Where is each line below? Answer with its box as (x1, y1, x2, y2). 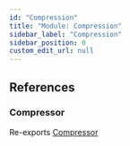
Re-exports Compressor (9, 126, 99, 137)
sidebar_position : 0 (9, 38, 87, 47)
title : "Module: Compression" (9, 21, 123, 30)
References (9, 80, 75, 95)
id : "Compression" (9, 13, 78, 22)
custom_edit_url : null (9, 47, 94, 56)
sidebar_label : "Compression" (9, 30, 123, 39)
